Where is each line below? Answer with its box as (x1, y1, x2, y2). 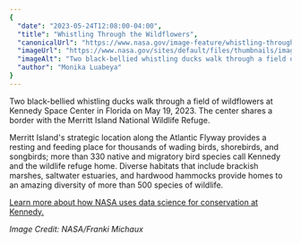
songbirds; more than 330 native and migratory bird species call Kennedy (9, 151, 280, 162)
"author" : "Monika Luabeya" (17, 63, 123, 72)
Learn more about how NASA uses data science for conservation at (9, 197, 258, 207)
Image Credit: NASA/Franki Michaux (9, 223, 143, 234)
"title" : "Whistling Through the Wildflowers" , (17, 29, 199, 38)
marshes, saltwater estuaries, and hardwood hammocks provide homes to (9, 170, 283, 180)
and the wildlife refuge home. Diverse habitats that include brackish (9, 160, 259, 171)
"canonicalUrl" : (17, 38, 78, 47)
